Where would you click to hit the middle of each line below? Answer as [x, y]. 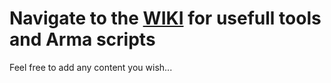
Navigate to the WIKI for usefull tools [165, 18]
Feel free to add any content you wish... [91, 67]
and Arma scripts [82, 39]
